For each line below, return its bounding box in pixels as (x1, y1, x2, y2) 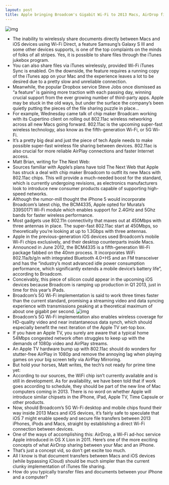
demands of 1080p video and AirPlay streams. (12, 340, 109, 346)
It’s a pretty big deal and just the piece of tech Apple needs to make (12, 137, 153, 143)
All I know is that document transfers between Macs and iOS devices (12, 452, 155, 458)
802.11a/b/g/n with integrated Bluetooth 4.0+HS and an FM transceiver (12, 255, 159, 261)
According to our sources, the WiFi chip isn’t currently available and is (12, 372, 158, 378)
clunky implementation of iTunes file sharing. (12, 463, 106, 469)
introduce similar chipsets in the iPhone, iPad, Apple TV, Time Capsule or (12, 393, 164, 400)
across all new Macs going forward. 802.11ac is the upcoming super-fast (12, 121, 163, 127)
